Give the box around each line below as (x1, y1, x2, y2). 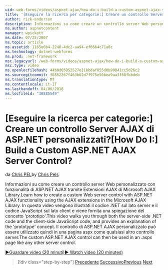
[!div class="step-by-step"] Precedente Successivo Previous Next (17, 259, 152, 265)
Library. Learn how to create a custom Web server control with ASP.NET (5, 192, 152, 198)
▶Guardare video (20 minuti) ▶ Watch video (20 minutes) (5, 249, 123, 255)
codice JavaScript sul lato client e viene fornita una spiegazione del (5, 208, 144, 214)
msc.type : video (5, 63, 39, 68)
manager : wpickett (5, 30, 43, 35)
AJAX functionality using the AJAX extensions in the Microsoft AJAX (5, 197, 146, 203)
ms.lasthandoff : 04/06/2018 (5, 86, 64, 91)
